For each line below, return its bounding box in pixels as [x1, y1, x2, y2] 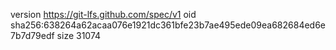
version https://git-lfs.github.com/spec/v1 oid [10, 9, 197, 20]
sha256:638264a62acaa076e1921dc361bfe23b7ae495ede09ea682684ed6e [10, 19, 326, 31]
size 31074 [56, 30, 102, 41]
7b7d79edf [10, 30, 55, 41]
